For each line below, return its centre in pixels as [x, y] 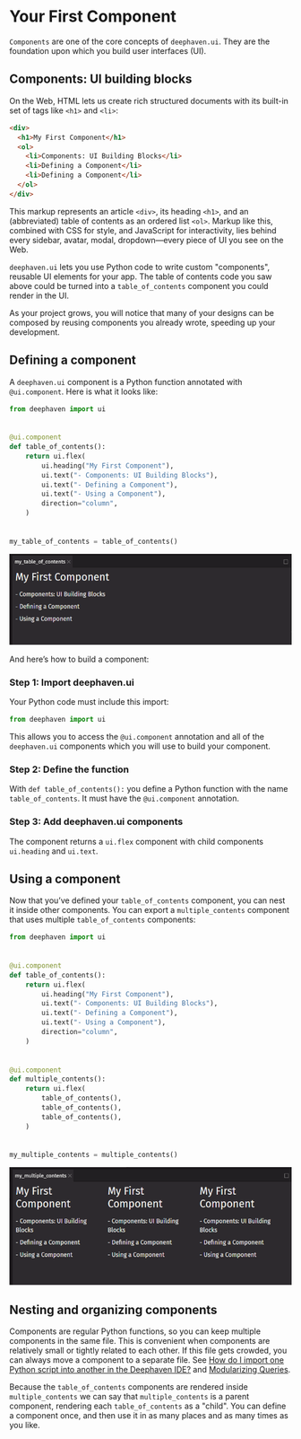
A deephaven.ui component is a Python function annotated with [126, 382]
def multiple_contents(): [57, 1079]
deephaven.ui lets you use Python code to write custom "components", [140, 267]
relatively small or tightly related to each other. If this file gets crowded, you [148, 1351]
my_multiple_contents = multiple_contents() [94, 1155]
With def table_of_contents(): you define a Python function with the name [149, 789]
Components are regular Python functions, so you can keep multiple [135, 1331]
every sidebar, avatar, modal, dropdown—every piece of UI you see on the [146, 240]
